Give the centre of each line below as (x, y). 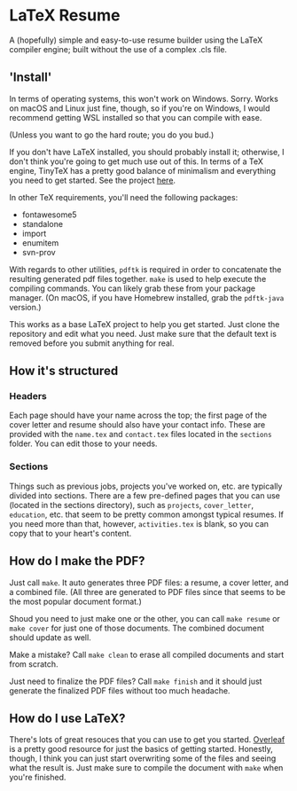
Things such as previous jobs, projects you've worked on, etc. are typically (146, 486)
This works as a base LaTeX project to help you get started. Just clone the (145, 324)
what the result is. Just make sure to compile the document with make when (146, 768)
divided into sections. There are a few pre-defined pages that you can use (145, 495)
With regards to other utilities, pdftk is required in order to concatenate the (145, 269)
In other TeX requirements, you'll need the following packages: (124, 197)
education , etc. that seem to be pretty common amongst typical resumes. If (147, 514)
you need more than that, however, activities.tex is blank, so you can (139, 523)
